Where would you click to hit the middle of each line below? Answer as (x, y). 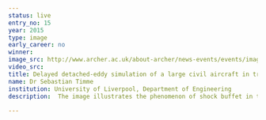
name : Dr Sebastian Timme (51, 81)
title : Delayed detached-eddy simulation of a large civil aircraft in (129, 74)
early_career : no (37, 45)
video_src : (26, 67)
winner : (21, 52)
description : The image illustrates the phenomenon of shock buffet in (131, 96)
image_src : (26, 60)
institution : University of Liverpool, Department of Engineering (120, 89)
